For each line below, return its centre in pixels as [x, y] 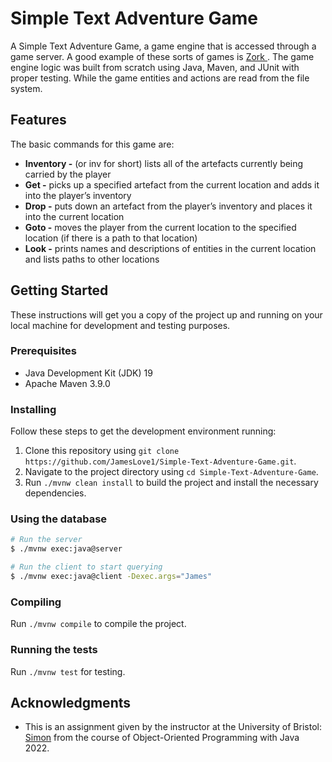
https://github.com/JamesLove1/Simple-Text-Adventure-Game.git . [160, 461]
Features [38, 120]
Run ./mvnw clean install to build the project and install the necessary [171, 483]
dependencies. [55, 493]
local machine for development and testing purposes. [120, 325]
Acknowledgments [71, 702]
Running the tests [54, 650]
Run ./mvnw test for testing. [68, 671]
